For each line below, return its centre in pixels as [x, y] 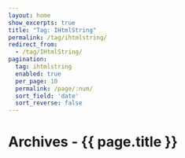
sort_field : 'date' [47, 96]
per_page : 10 [37, 81]
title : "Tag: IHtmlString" [52, 30]
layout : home [30, 15]
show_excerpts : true [42, 23]
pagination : [28, 60]
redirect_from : [33, 45]
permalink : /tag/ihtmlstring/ [58, 37]
